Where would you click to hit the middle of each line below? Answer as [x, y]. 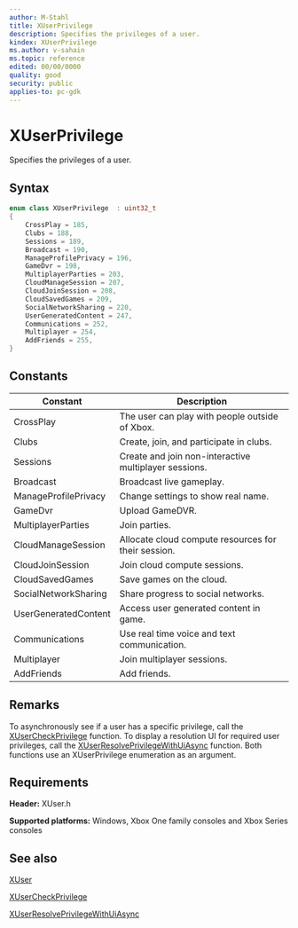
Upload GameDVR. [158, 510]
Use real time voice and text [177, 633]
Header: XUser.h [40, 804]
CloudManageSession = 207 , [75, 283]
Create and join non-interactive [185, 456]
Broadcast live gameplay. [172, 482]
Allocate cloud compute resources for [198, 539]
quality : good [35, 75]
